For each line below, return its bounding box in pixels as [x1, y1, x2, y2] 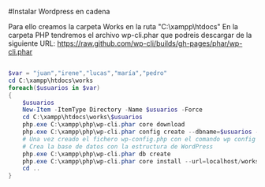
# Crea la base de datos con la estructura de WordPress [22, 142, 214, 151]
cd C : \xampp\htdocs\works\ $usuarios [22, 114, 144, 122]
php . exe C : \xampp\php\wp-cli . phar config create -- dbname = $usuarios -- [22, 128, 263, 136]
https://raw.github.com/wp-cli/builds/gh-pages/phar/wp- [57, 39, 243, 48]
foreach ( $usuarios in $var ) [8, 84, 101, 92]
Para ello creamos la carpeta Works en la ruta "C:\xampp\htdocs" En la [8, 22, 239, 31]
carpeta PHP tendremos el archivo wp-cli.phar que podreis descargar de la [8, 31, 252, 39]
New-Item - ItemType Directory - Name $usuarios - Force [22, 106, 203, 114]
